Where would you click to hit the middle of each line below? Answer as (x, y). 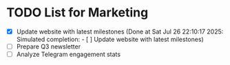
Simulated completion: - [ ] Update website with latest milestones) (110, 39)
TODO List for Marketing (77, 13)
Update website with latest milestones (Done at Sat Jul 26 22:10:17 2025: (120, 31)
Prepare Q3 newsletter (48, 47)
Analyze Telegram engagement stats (69, 54)
